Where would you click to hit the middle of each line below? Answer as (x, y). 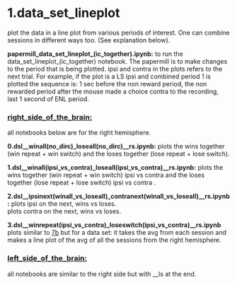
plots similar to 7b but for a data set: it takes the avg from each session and (117, 233)
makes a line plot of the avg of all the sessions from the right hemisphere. (114, 240)
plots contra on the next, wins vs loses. (64, 211)
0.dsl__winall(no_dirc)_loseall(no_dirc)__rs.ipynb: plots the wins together (116, 146)
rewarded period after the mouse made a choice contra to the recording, (113, 91)
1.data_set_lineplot (64, 13)
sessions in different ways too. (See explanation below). (89, 40)
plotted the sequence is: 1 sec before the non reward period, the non (107, 83)
